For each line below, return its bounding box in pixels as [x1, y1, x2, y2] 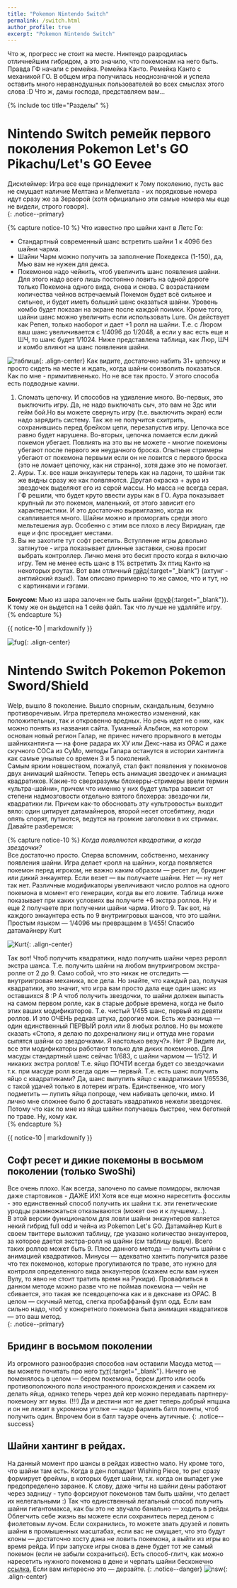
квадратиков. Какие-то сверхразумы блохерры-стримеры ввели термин [7, 777, 229, 785]
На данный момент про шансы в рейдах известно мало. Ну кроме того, [7, 1459, 225, 1467]
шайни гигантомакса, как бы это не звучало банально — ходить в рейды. [7, 1504, 230, 1513]
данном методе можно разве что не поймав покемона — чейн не [7, 1282, 207, 1291]
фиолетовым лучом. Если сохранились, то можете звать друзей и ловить [7, 1519, 230, 1528]
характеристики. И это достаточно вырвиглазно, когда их [17, 506, 193, 515]
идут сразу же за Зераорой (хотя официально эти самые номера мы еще [7, 195, 230, 203]
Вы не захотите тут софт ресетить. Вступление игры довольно [17, 537, 207, 545]
